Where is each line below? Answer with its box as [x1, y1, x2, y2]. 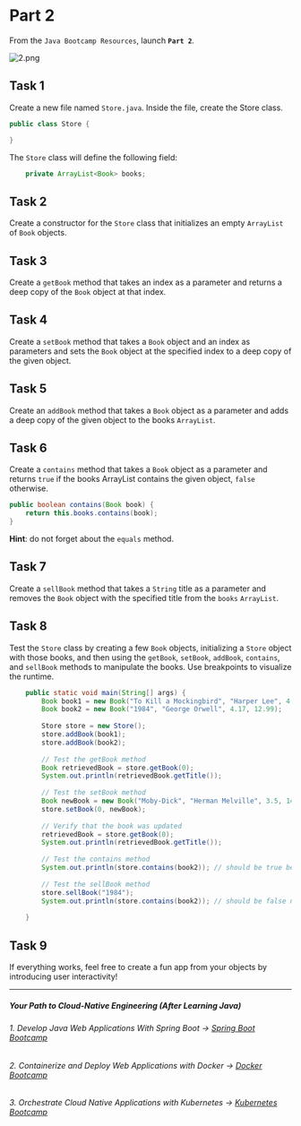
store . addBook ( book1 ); [41, 730, 126, 739]
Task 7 [9, 559, 47, 574]
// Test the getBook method [41, 754, 146, 764]
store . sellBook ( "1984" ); [41, 888, 134, 897]
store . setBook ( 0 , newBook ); [41, 804, 146, 813]
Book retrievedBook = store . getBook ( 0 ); [41, 763, 194, 772]
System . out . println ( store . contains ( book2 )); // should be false [41, 897, 287, 906]
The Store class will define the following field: [9, 151, 177, 162]
